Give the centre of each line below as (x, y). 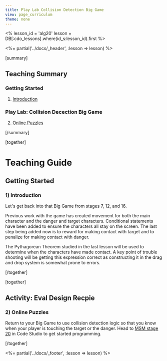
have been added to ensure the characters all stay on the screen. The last (81, 226)
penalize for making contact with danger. (47, 237)
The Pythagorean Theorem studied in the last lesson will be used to (74, 247)
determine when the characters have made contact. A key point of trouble (81, 252)
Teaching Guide (39, 162)
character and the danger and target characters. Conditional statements (79, 221)
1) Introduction (23, 195)
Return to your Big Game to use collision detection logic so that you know (81, 323)
